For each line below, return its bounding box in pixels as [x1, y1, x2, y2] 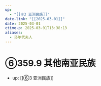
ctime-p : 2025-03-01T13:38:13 [5, 26, 67, 31]
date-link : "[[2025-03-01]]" [5, 16, 65, 21]
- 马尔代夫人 [9, 35, 33, 40]
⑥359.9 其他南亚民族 [5, 58, 96, 69]
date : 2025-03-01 [5, 21, 41, 26]
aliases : [5, 30, 23, 35]
